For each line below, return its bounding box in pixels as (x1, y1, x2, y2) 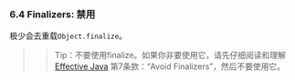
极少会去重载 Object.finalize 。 (9, 30, 128, 42)
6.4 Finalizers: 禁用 (9, 7, 96, 20)
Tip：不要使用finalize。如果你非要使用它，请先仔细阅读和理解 (54, 50, 286, 61)
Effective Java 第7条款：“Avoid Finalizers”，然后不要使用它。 (54, 61, 286, 72)
